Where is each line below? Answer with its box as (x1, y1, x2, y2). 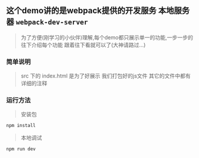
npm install (6, 123, 36, 129)
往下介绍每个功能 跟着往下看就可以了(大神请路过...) (20, 41, 146, 48)
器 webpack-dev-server (6, 17, 88, 27)
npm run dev (6, 146, 36, 152)
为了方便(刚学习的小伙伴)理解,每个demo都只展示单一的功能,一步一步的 (20, 33, 194, 41)
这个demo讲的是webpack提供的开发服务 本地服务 (6, 5, 190, 16)
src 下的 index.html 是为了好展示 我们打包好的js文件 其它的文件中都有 (20, 72, 191, 79)
